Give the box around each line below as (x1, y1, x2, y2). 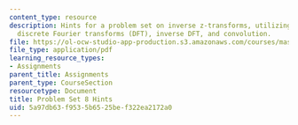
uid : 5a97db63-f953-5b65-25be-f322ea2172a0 (9, 103, 173, 112)
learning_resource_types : (9, 54, 105, 62)
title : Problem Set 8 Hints (9, 94, 114, 104)
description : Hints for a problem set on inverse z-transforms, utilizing (9, 21, 292, 30)
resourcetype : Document (9, 86, 98, 95)
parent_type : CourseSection (9, 78, 114, 87)
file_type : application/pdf (9, 46, 114, 55)
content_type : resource (9, 12, 98, 22)
